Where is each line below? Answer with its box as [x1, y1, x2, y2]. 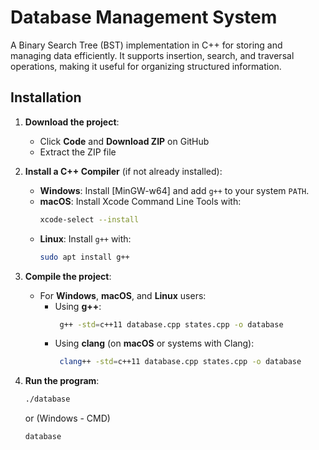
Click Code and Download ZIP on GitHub [39, 135, 210, 147]
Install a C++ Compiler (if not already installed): [24, 165, 223, 177]
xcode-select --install [39, 214, 140, 225]
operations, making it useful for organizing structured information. [10, 60, 282, 72]
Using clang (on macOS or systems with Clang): [54, 337, 255, 350]
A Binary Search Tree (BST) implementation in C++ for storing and [10, 39, 283, 51]
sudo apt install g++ [39, 252, 130, 262]
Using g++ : [54, 300, 102, 312]
